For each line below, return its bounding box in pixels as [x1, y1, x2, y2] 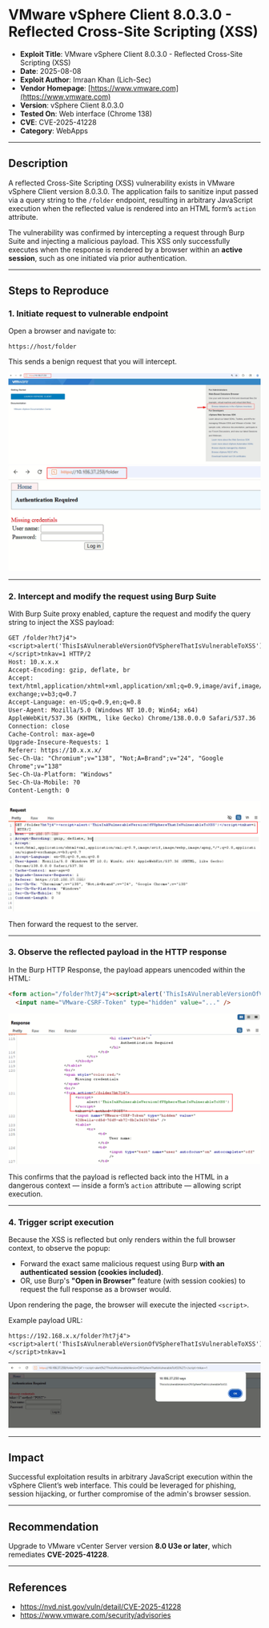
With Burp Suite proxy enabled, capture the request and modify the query [8, 609, 251, 619]
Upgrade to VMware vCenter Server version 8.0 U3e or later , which [8, 1541, 232, 1551]
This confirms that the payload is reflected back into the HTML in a [8, 1171, 229, 1181]
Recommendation [8, 1520, 98, 1533]
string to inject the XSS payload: [8, 618, 114, 627]
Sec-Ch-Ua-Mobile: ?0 [8, 778, 81, 787]
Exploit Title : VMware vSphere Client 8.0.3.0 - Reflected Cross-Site [19, 49, 243, 59]
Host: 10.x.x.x [8, 658, 59, 667]
